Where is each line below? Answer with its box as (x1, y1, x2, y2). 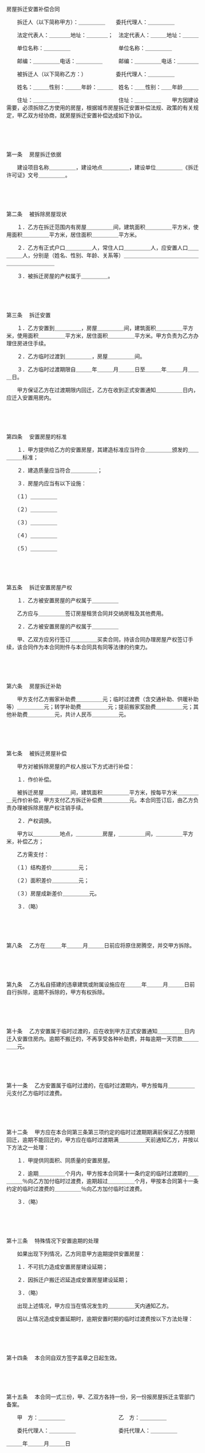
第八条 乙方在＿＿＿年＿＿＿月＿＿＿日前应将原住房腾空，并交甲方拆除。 (6, 942, 195, 949)
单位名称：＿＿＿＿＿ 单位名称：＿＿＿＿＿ (16, 45, 172, 51)
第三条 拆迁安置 (6, 312, 51, 318)
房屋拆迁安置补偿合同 (6, 6, 60, 12)
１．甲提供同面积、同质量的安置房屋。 (16, 1157, 113, 1164)
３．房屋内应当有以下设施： (16, 480, 87, 487)
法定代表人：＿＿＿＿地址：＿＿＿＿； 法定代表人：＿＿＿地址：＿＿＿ (16, 31, 199, 39)
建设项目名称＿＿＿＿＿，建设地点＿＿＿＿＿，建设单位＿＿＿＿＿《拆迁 (16, 164, 199, 171)
